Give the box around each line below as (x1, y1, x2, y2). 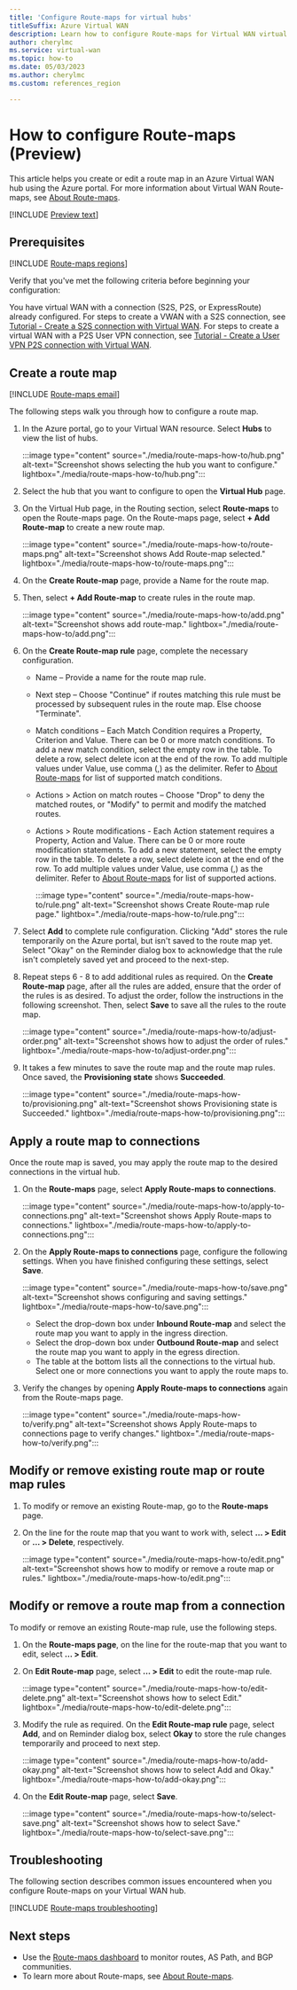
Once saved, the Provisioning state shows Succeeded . (21, 1072, 226, 1083)
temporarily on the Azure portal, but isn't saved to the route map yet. (21, 936, 273, 946)
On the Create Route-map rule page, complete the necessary (21, 646, 248, 656)
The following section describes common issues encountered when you (9, 1876, 272, 1887)
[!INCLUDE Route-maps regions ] (9, 258, 129, 269)
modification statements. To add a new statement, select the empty (35, 844, 282, 856)
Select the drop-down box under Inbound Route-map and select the (35, 1319, 286, 1328)
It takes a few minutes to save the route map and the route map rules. (21, 1062, 277, 1073)
